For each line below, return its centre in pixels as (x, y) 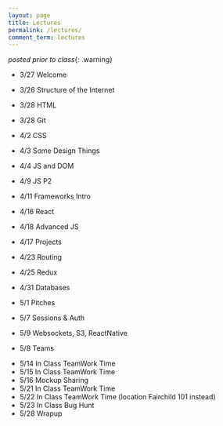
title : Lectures (34, 23)
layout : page (29, 15)
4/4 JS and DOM (47, 166)
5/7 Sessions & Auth (52, 318)
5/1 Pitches (37, 303)
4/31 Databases (45, 288)
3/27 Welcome (43, 75)
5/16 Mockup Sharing (54, 380)
